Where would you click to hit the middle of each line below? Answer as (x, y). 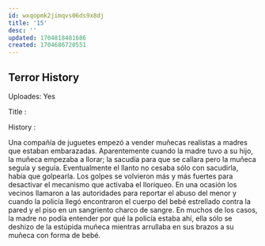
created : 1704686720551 (47, 45)
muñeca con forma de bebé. (55, 235)
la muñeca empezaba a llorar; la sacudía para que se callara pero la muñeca (132, 159)
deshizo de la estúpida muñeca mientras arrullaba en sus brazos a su (121, 226)
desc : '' (23, 30)
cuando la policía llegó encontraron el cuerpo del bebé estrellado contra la (129, 201)
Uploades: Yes (32, 96)
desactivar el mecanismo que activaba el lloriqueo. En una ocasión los (123, 184)
